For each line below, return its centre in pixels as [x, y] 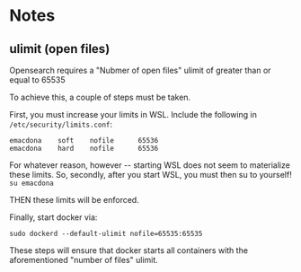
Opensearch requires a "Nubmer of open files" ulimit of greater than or [140, 70]
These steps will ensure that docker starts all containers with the [129, 250]
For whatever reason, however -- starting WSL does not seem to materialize [150, 165]
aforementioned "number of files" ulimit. [84, 260]
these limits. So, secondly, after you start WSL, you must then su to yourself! [150, 175]
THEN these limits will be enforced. [74, 200]
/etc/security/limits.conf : [61, 124]
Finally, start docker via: [53, 217]
